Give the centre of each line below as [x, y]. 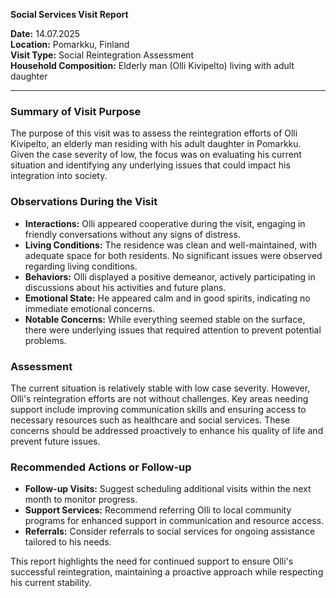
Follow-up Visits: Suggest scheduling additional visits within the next [168, 489]
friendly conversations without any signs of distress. [132, 234]
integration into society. [59, 176]
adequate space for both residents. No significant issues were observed [173, 255]
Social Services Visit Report [69, 14]
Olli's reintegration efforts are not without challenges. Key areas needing [159, 398]
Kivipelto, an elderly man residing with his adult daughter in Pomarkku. [156, 144]
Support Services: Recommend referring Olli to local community [158, 510]
